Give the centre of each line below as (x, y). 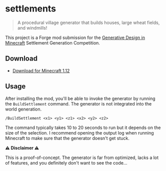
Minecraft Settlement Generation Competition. (52, 42)
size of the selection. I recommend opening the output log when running (79, 132)
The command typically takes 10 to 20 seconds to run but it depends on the (83, 127)
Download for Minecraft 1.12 (41, 70)
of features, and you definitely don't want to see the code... (66, 162)
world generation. (23, 109)
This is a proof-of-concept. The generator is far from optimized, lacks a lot (82, 157)
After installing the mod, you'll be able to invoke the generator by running (80, 98)
